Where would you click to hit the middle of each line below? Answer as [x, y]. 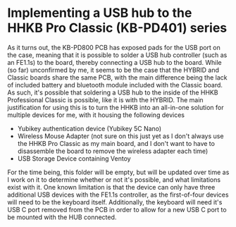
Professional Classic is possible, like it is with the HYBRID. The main [105, 99]
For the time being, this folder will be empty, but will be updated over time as [118, 172]
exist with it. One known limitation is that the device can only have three [111, 187]
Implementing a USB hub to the [100, 13]
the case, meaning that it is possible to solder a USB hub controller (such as [117, 55]
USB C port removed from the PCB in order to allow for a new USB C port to [117, 209]
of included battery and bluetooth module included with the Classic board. [115, 85]
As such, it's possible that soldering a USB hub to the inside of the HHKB [113, 92]
